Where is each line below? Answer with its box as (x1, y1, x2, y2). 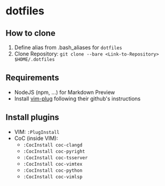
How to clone (5, 28, 56, 38)
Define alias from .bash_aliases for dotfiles (14, 44, 123, 51)
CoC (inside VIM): (14, 135, 59, 142)
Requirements (5, 73, 59, 83)
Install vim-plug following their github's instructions (14, 94, 141, 102)
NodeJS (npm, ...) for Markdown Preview (14, 89, 115, 96)
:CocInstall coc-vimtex (23, 161, 83, 167)
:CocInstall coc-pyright (23, 148, 85, 154)
